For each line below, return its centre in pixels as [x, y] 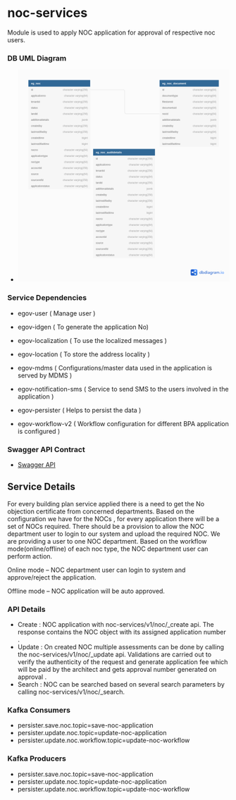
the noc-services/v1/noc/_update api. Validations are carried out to [114, 655]
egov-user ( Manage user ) [56, 313]
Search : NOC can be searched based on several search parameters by [121, 685]
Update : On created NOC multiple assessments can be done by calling [120, 647]
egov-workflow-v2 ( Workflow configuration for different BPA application [123, 423]
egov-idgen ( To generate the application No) [83, 327]
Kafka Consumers [39, 710]
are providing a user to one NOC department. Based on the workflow [107, 541]
